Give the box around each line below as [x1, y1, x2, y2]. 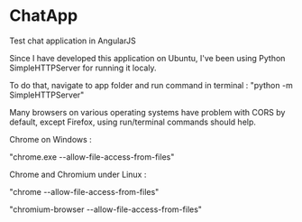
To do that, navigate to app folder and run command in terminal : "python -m [9, 79, 293, 90]
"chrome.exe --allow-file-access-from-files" [9, 151, 175, 162]
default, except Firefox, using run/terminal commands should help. [9, 116, 257, 127]
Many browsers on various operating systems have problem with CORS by [9, 106, 286, 117]
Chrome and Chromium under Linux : [9, 169, 147, 180]
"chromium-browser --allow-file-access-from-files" [9, 204, 203, 215]
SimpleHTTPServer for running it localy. [9, 62, 157, 73]
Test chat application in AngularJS [9, 35, 137, 46]
